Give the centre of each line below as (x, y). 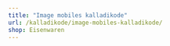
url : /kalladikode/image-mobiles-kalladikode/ (85, 23)
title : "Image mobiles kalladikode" (68, 15)
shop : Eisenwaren (36, 30)
